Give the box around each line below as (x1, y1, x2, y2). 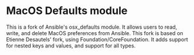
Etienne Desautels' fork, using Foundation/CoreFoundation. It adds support (6, 36, 189, 43)
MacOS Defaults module (6, 4, 128, 18)
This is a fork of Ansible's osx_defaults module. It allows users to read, (6, 23, 177, 30)
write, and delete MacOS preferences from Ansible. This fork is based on (6, 29, 184, 36)
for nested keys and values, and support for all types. (6, 42, 136, 49)
